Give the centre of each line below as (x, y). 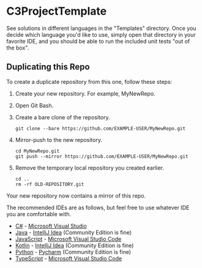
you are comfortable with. (39, 214)
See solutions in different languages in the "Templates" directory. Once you (101, 28)
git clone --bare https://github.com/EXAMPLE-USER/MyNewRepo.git (100, 128)
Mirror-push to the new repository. (59, 140)
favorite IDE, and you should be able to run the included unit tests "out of (98, 41)
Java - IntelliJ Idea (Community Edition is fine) (73, 232)
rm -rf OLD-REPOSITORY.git (50, 184)
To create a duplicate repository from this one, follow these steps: (89, 81)
